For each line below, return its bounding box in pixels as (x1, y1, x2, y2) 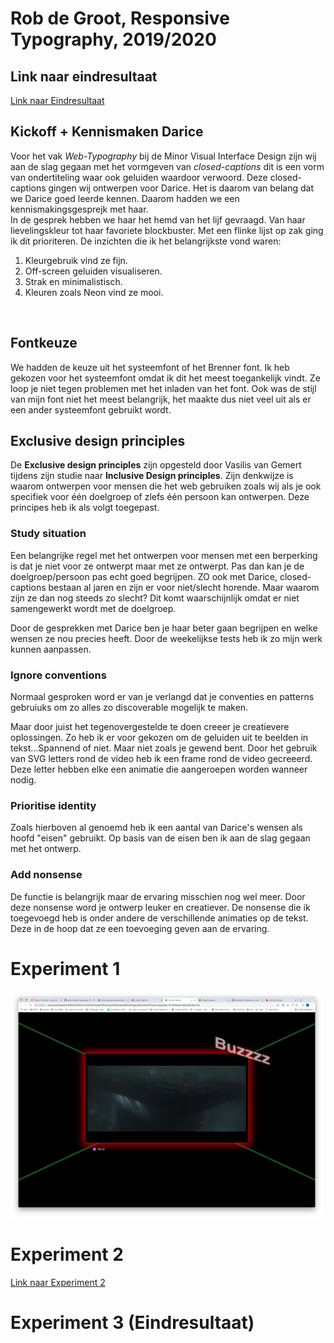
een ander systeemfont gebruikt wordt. (10, 403, 172, 416)
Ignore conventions (10, 668, 107, 682)
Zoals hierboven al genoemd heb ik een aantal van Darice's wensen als (10, 822, 303, 834)
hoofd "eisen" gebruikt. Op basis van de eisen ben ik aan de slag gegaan (10, 832, 311, 844)
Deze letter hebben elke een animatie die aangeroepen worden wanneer (10, 763, 308, 776)
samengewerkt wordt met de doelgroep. (10, 602, 177, 614)
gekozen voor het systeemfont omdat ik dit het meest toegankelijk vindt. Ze (10, 372, 321, 384)
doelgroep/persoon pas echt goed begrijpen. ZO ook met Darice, (10, 570, 278, 582)
